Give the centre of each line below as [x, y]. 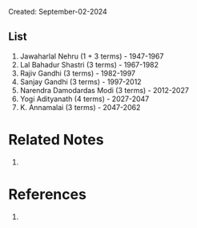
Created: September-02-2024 [58, 12]
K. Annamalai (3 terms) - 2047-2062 [80, 107]
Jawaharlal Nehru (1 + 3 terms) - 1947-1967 [92, 56]
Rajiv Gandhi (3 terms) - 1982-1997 [78, 73]
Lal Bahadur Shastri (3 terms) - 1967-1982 [89, 64]
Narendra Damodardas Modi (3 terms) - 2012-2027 [105, 90]
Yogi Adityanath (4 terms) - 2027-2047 [84, 99]
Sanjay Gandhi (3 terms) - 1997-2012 [80, 81]
